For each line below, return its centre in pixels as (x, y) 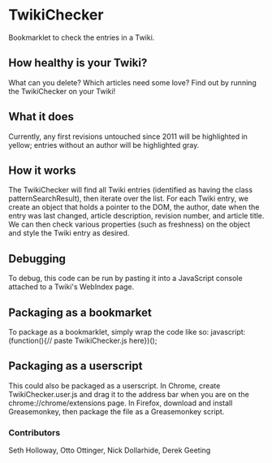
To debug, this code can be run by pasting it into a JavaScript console (125, 279)
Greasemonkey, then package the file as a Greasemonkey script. (117, 411)
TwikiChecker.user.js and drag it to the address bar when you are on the (129, 394)
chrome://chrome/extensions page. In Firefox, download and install (121, 403)
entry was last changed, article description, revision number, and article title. (136, 216)
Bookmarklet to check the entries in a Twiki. (82, 37)
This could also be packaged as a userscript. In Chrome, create (114, 385)
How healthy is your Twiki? (78, 63)
